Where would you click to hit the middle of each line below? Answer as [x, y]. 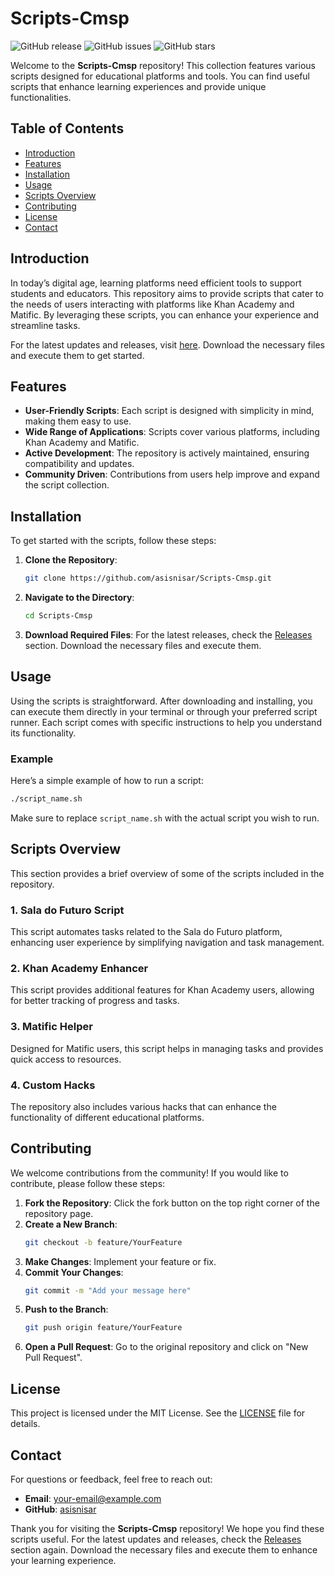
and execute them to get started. [77, 355]
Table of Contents [67, 128]
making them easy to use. [78, 421]
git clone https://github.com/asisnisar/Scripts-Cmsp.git [148, 578]
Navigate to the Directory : [79, 598]
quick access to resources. [66, 1059]
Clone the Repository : [71, 560]
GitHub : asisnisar [60, 1509]
